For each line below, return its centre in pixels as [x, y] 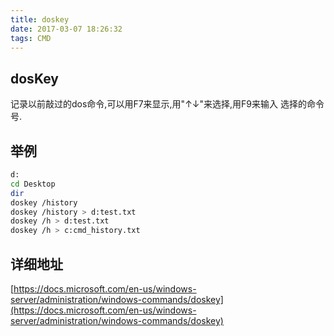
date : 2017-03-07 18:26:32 [66, 29]
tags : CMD [31, 38]
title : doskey [40, 19]
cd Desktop [33, 184]
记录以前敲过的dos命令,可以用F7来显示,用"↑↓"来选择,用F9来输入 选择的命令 [167, 104]
